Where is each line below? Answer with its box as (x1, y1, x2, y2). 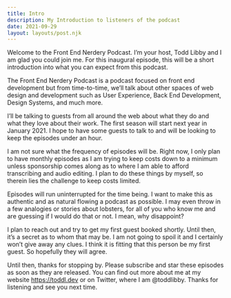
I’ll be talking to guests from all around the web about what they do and (7, 112, 210, 120)
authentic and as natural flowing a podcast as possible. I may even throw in (7, 198, 221, 206)
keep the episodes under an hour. (7, 134, 103, 142)
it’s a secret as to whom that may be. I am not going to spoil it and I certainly (7, 233, 223, 241)
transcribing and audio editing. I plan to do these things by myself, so (7, 169, 203, 178)
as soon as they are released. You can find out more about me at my (7, 268, 201, 277)
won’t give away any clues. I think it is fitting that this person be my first (7, 240, 210, 249)
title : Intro (7, 10, 45, 17)
